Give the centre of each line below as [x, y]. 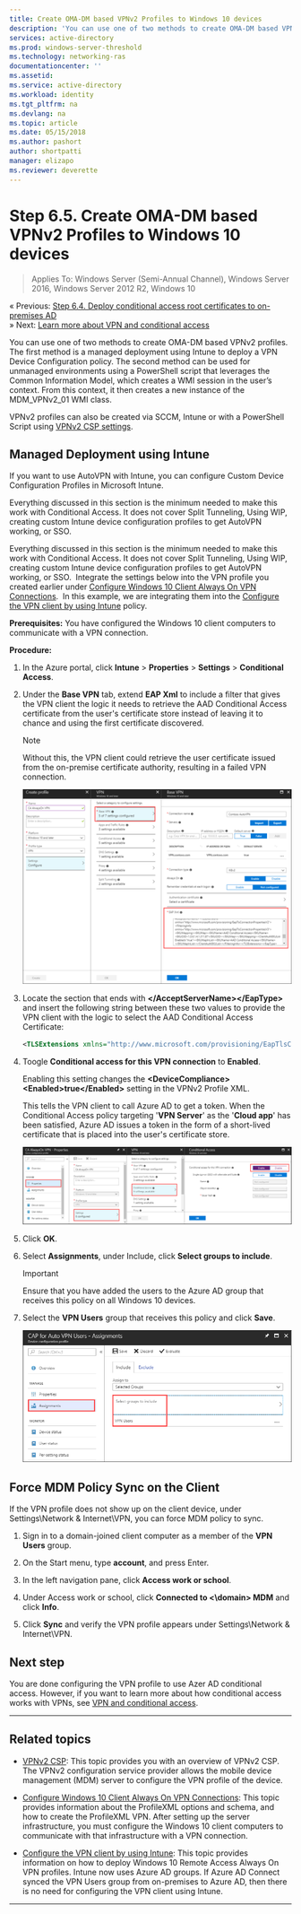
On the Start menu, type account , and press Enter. [116, 1563]
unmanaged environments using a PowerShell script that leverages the [140, 370]
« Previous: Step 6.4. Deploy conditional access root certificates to [132, 306]
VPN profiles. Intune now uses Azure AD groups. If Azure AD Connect [151, 1872]
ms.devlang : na [38, 113]
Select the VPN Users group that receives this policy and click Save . [149, 1318]
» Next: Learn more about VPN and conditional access [110, 325]
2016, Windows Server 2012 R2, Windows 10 [113, 288]
